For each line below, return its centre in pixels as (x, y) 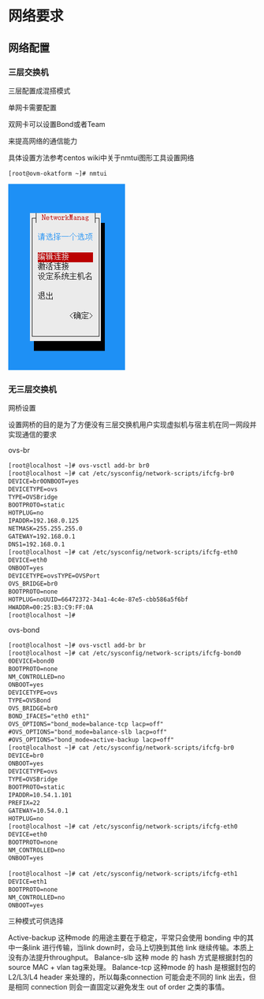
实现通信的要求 (32, 435)
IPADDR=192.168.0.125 (44, 521)
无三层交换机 (33, 389)
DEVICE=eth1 (28, 882)
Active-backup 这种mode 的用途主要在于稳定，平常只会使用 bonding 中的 (128, 938)
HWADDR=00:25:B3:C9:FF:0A (50, 607)
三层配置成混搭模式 (39, 91)
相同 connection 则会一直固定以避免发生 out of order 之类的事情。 (122, 987)
